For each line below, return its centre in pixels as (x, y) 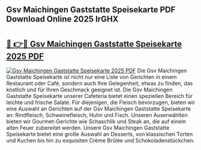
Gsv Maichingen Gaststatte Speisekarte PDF (91, 10)
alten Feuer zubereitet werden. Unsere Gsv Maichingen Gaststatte (88, 128)
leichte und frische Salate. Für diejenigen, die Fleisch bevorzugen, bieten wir (101, 102)
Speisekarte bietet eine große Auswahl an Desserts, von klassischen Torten (100, 134)
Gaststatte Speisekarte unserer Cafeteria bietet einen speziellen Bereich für (100, 96)
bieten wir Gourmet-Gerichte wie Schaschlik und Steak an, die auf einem (96, 121)
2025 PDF (25, 56)
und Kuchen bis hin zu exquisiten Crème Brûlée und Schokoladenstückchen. (100, 140)
